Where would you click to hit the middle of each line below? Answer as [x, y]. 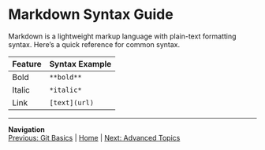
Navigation [26, 129]
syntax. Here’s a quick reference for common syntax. [94, 44]
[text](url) [72, 102]
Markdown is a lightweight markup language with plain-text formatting [122, 36]
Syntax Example [80, 64]
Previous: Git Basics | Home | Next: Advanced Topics [94, 137]
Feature [27, 64]
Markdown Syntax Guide [91, 15]
